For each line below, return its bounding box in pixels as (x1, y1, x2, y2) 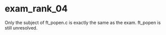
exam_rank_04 (5, 3, 68, 14)
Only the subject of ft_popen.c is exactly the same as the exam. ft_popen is (5, 19, 161, 25)
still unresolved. (5, 24, 38, 30)
